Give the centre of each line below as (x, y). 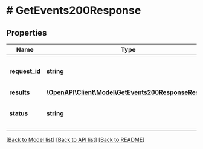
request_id (25, 71)
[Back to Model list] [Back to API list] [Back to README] (76, 140)
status (19, 113)
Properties (27, 33)
